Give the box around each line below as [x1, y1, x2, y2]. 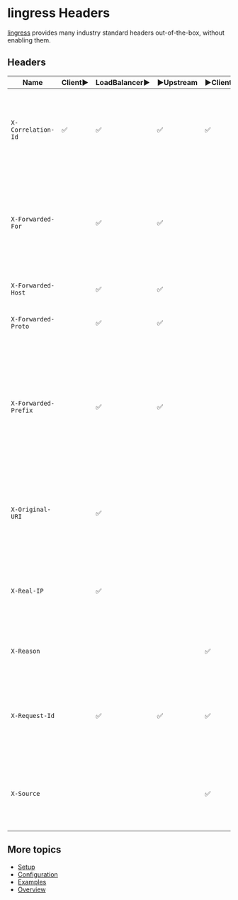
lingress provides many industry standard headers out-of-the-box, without [7, 28, 225, 37]
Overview [17, 885, 46, 894]
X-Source [11, 790, 40, 797]
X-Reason [11, 646, 40, 655]
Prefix [11, 406, 33, 414]
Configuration [17, 870, 58, 879]
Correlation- [11, 125, 55, 134]
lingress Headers [7, 5, 110, 21]
